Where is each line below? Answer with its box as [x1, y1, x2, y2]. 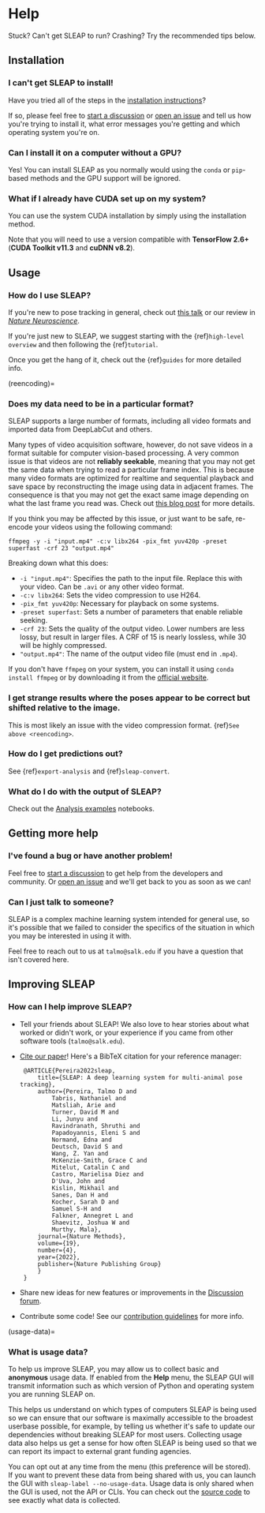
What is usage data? [8, 1346, 88, 1358]
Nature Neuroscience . [8, 316, 80, 325]
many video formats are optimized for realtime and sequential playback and [8, 474, 254, 483]
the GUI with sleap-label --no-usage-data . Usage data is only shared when [8, 1479, 254, 1489]
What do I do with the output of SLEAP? [8, 786, 162, 797]
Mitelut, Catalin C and [51, 1163, 130, 1171]
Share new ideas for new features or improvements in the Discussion [19, 1287, 244, 1297]
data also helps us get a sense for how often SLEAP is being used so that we [8, 1438, 257, 1448]
